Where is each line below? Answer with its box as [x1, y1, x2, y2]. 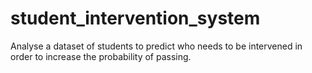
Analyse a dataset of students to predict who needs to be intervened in [10, 40, 303, 52]
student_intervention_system [10, 7, 261, 30]
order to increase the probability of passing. [10, 50, 192, 62]
